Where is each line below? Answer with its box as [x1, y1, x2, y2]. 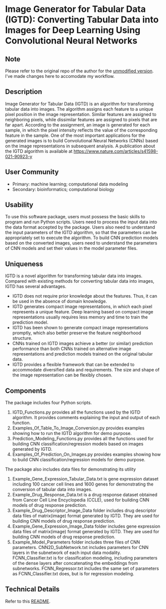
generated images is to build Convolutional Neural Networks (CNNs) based [5, 137, 159, 143]
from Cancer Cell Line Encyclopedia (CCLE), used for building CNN [12, 497, 150, 503]
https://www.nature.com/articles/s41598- [73, 148, 159, 154]
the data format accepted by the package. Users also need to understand [5, 224, 155, 230]
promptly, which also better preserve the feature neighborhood [12, 330, 141, 336]
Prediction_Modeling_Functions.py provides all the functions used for [12, 435, 154, 442]
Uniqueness [5, 259, 44, 268]
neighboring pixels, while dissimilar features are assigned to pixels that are [5, 117, 158, 122]
